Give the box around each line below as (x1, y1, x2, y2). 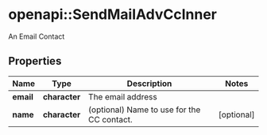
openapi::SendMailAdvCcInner (8, 6, 217, 24)
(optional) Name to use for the (88, 104, 201, 115)
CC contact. (88, 114, 133, 125)
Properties (8, 54, 62, 68)
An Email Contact (8, 32, 65, 41)
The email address (88, 91, 157, 102)
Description (126, 77, 172, 88)
